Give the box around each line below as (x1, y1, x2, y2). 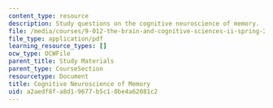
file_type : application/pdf (8, 34, 104, 43)
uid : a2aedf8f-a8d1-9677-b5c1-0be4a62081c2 (8, 87, 158, 96)
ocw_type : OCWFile (8, 50, 71, 58)
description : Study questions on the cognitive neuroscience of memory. (8, 19, 260, 28)
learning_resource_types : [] (8, 42, 107, 50)
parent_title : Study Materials (8, 58, 115, 66)
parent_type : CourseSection (8, 65, 104, 73)
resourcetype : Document (8, 72, 89, 80)
